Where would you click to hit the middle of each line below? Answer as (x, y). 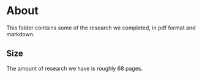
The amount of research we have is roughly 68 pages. (75, 68)
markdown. (21, 34)
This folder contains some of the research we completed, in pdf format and (101, 28)
